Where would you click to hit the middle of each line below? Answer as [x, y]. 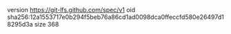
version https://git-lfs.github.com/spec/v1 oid [71, 10]
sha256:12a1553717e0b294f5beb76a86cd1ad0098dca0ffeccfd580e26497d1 [115, 17]
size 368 [47, 24]
